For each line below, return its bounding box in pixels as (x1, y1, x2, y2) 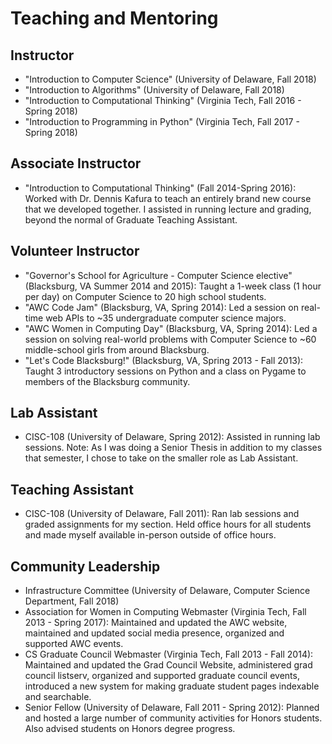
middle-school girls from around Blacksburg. (24, 343, 210, 356)
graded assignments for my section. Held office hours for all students (24, 518, 312, 531)
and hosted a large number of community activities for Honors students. (24, 712, 323, 724)
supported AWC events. (24, 638, 124, 650)
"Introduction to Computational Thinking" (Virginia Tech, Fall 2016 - (24, 95, 302, 106)
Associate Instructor (10, 155, 142, 172)
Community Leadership (10, 558, 161, 575)
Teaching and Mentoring (10, 7, 219, 30)
